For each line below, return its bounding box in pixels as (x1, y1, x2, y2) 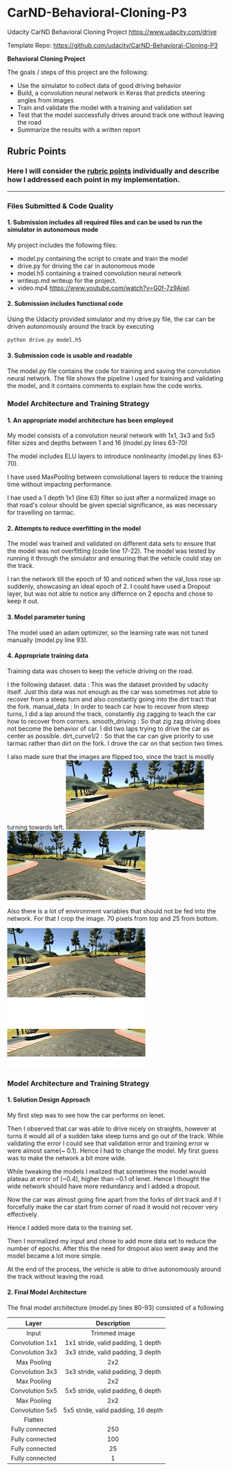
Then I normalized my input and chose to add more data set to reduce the (7, 1236, 217, 1245)
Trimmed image (90, 1328, 136, 1337)
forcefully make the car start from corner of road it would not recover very (7, 1203, 219, 1211)
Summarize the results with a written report (17, 125, 141, 134)
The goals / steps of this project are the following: (7, 68, 148, 76)
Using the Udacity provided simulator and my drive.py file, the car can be (7, 315, 215, 323)
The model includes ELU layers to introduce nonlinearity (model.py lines (7, 452, 212, 461)
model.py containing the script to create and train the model (17, 254, 188, 262)
